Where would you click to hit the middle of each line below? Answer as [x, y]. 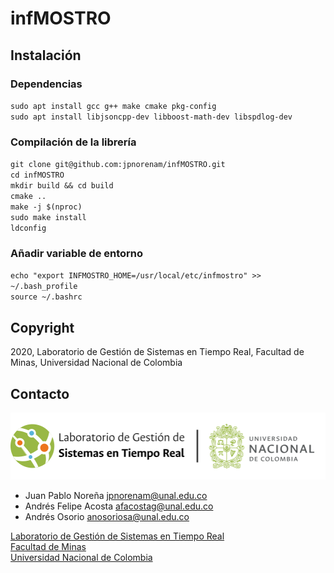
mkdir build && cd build [62, 186]
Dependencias [46, 84]
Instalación [46, 55]
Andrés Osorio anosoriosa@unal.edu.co [107, 516]
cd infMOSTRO [37, 175]
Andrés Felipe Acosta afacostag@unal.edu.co [119, 506]
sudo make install [48, 218]
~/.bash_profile [44, 287]
